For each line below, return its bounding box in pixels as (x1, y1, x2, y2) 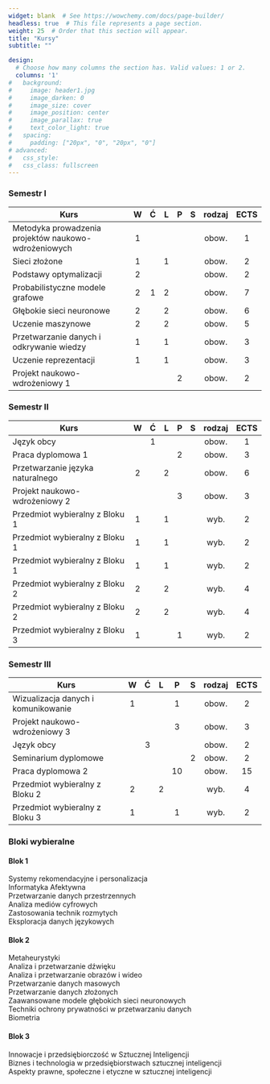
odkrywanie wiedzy (12, 341, 87, 352)
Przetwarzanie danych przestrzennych (8, 891, 137, 901)
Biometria (8, 1013, 40, 1023)
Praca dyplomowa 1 (12, 449, 88, 460)
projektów (12, 232, 51, 243)
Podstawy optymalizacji (12, 268, 103, 280)
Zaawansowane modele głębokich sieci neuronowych (8, 996, 186, 1006)
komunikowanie (12, 703, 72, 714)
